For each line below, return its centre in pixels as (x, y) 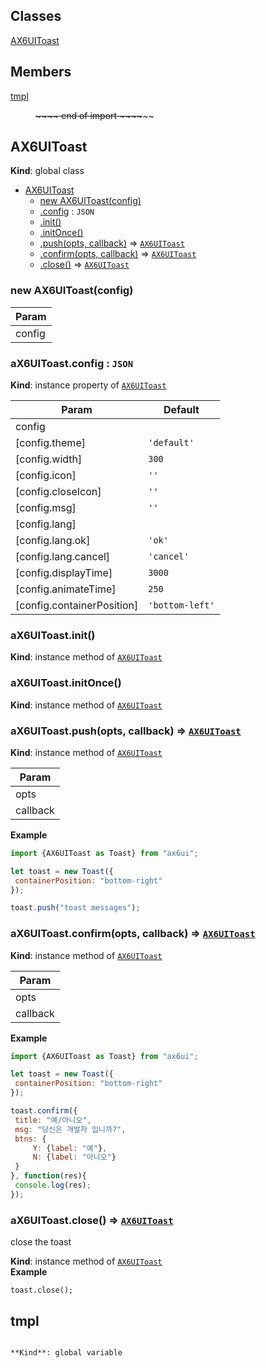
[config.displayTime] (64, 573)
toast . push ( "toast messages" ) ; (75, 908)
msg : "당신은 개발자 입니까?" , (70, 1129)
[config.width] (49, 459)
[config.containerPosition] (77, 606)
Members (41, 72)
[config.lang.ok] (53, 541)
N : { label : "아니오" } (74, 1157)
